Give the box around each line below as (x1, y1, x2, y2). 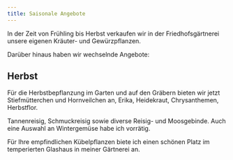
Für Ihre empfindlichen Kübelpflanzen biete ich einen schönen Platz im (7, 138, 211, 146)
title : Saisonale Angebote (7, 10, 86, 17)
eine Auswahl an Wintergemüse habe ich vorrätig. (7, 125, 151, 133)
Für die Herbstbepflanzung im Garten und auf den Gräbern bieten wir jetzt (7, 88, 220, 97)
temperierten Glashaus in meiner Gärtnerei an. (7, 145, 141, 154)
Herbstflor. (7, 104, 38, 112)
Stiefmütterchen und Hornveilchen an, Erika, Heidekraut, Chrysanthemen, (7, 96, 219, 104)
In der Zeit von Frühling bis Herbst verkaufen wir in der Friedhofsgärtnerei (7, 29, 220, 38)
